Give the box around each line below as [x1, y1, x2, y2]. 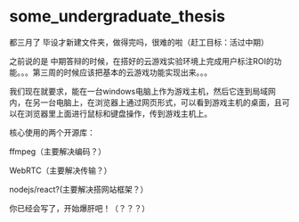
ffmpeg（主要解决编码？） [9, 145, 107, 157]
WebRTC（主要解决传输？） [9, 165, 112, 176]
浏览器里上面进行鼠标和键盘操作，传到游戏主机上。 [24, 108, 212, 119]
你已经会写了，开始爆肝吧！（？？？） [9, 202, 149, 213]
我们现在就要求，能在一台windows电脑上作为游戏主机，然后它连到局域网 [9, 86, 276, 96]
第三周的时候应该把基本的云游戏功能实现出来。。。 [32, 67, 212, 78]
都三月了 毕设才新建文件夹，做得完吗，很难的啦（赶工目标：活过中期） [9, 37, 269, 47]
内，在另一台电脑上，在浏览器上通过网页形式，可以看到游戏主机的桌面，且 [9, 96, 282, 108]
